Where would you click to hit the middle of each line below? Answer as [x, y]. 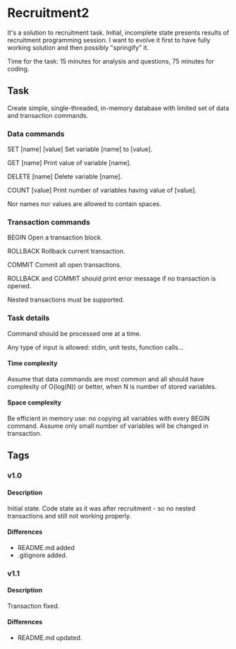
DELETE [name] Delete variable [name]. [65, 177]
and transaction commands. [48, 115]
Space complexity [35, 403]
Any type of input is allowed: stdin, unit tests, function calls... [95, 347]
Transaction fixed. [33, 606]
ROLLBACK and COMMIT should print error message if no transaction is [112, 279]
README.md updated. [50, 638]
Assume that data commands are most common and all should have [106, 379]
